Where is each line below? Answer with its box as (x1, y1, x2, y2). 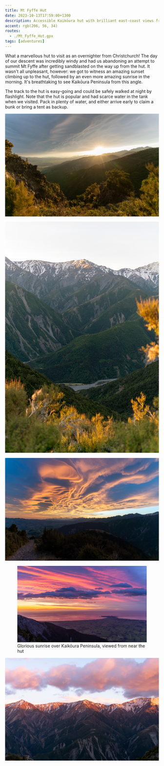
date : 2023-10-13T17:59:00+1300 (5, 13, 71, 18)
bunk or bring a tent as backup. (5, 104, 68, 110)
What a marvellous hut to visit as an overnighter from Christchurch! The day (5, 53, 158, 59)
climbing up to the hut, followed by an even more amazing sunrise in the (5, 73, 150, 79)
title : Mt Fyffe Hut (5, 8, 47, 13)
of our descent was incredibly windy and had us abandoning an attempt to (5, 58, 155, 64)
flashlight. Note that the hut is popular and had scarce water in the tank (5, 93, 148, 99)
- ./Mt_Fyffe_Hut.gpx (9, 34, 54, 39)
